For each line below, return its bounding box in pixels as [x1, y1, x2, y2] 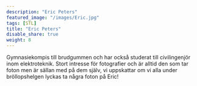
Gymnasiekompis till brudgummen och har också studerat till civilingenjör [6, 54, 191, 61]
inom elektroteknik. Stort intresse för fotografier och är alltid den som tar [6, 60, 189, 67]
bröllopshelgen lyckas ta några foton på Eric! [6, 73, 119, 80]
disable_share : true [6, 31, 59, 38]
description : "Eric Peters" [6, 8, 78, 15]
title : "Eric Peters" [6, 25, 62, 32]
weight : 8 [6, 37, 32, 43]
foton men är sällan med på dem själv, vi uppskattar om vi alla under [6, 67, 178, 73]
